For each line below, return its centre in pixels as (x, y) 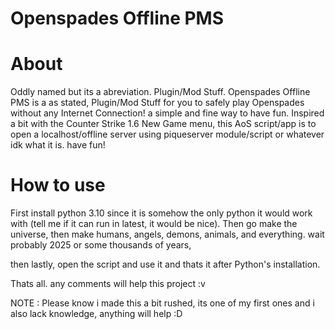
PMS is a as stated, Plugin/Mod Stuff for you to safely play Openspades (157, 103)
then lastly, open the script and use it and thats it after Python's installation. (165, 264)
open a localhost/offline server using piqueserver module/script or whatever (167, 134)
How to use (58, 185)
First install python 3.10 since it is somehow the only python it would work (161, 213)
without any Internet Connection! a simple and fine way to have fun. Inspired (167, 113)
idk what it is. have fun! (58, 145)
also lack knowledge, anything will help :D (96, 314)
